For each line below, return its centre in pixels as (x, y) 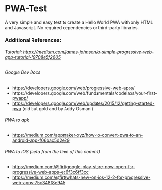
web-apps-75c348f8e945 (39, 183)
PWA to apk (17, 120)
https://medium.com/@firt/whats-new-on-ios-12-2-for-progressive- (81, 177)
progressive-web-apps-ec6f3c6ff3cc (50, 172)
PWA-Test (26, 9)
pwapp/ (20, 98)
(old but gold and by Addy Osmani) (58, 108)
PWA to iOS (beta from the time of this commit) (53, 152)
